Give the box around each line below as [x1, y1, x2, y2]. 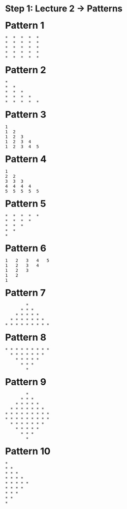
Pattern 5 [5, 198, 46, 209]
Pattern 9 [5, 376, 47, 388]
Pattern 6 [5, 242, 47, 254]
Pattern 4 [5, 153, 47, 165]
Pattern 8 [5, 331, 47, 343]
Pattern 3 [5, 108, 47, 120]
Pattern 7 [5, 287, 46, 299]
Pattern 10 [5, 445, 51, 457]
